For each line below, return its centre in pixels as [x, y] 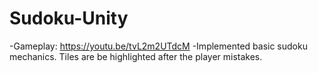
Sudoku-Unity [69, 18]
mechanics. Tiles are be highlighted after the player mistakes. [136, 56]
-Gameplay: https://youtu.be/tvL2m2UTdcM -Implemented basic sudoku [158, 46]
